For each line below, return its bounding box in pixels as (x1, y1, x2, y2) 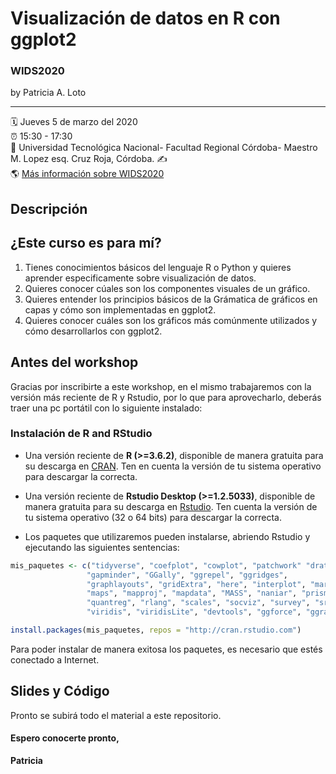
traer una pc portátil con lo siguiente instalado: (10, 402, 203, 414)
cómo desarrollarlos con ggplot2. (24, 325, 163, 337)
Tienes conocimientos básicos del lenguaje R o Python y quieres (24, 261, 292, 273)
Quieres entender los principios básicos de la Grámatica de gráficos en (24, 293, 318, 305)
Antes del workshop (10, 354, 139, 371)
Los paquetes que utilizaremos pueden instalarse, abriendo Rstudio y (24, 530, 311, 542)
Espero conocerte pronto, (10, 732, 120, 744)
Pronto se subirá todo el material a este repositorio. (10, 709, 222, 721)
